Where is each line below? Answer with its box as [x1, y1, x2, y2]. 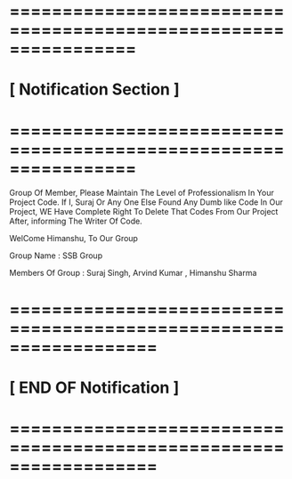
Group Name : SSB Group [9, 250, 103, 261]
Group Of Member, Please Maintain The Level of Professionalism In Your [9, 188, 274, 199]
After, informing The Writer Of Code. [9, 215, 142, 227]
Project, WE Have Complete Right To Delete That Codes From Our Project [9, 207, 279, 217]
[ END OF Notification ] [9, 378, 180, 397]
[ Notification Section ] [9, 79, 180, 100]
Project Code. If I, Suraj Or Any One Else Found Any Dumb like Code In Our [9, 197, 283, 207]
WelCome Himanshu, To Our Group [9, 233, 138, 244]
